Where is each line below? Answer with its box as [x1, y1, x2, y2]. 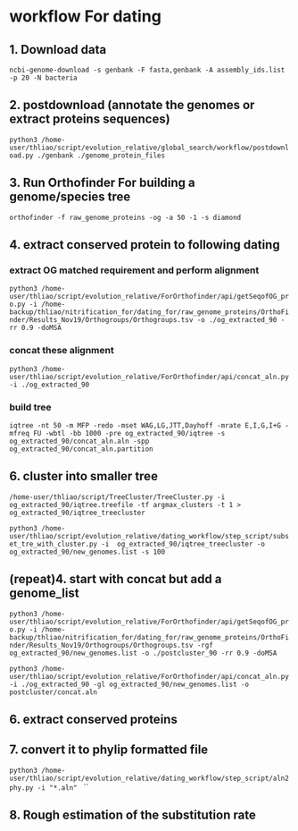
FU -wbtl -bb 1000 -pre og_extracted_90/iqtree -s [32, 428, 226, 437]
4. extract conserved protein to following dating [9, 237, 280, 252]
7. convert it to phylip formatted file [9, 742, 209, 758]
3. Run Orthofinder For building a [9, 175, 196, 191]
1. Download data [9, 42, 107, 57]
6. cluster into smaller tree [9, 469, 159, 484]
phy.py [9, 783, 34, 793]
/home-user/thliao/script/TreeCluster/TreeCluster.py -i [9, 492, 226, 502]
